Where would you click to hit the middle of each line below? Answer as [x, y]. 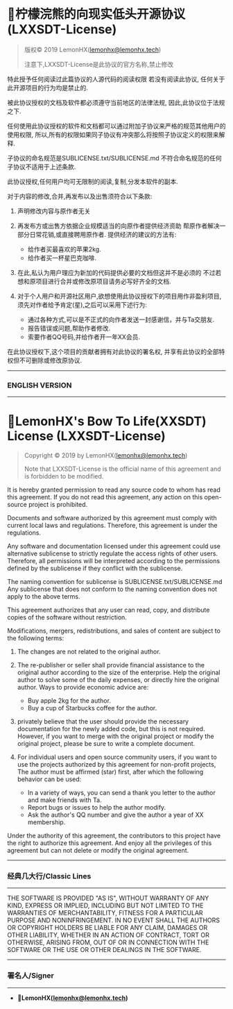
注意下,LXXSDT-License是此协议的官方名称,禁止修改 [99, 64]
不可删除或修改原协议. [51, 360]
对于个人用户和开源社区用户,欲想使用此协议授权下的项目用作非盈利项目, [119, 296]
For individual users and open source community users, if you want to [117, 757]
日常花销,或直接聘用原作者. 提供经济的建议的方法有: [103, 234]
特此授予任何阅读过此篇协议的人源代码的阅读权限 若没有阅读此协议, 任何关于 [116, 79]
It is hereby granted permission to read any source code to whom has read [114, 490]
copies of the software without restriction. [67, 617]
